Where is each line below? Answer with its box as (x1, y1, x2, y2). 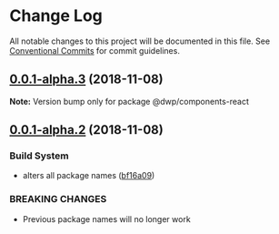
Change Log (9, 5, 103, 26)
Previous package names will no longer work (22, 213, 191, 224)
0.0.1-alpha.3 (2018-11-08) (9, 72, 164, 87)
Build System (9, 149, 70, 162)
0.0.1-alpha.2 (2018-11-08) (9, 122, 164, 137)
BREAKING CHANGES (9, 193, 107, 206)
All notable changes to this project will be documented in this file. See (9, 36, 271, 46)
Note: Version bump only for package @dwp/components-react (9, 96, 250, 107)
